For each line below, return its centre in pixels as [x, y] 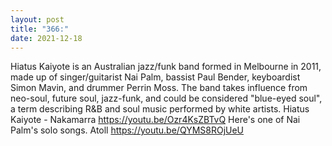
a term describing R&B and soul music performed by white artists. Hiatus [160, 109]
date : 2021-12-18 [46, 38]
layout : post [37, 19]
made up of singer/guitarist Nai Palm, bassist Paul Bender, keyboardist [155, 77]
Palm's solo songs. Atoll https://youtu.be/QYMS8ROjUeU [127, 130]
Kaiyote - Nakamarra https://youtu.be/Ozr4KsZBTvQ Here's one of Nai [155, 120]
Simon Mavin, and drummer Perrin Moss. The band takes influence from [159, 88]
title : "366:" [40, 29]
